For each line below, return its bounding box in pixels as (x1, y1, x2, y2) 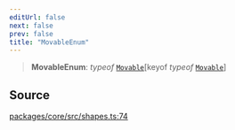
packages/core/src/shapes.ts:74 (9, 111, 129, 122)
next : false (9, 21, 53, 30)
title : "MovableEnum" (9, 37, 90, 47)
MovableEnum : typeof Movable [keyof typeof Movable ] (30, 62, 227, 73)
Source (9, 88, 51, 103)
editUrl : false (9, 12, 66, 22)
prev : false (9, 29, 53, 38)
